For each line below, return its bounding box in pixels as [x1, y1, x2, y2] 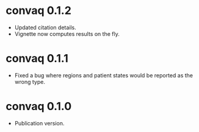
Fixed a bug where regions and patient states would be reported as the [14, 71, 194, 79]
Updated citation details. [14, 24, 77, 31]
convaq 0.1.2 [5, 4, 71, 18]
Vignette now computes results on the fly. [14, 30, 120, 37]
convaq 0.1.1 [5, 52, 68, 66]
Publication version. [14, 119, 65, 127]
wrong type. [14, 78, 45, 85]
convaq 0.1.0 [5, 100, 72, 113]
